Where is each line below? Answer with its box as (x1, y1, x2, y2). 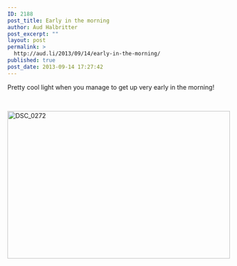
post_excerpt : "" (7, 30, 59, 38)
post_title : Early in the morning (7, 17, 110, 24)
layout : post (7, 37, 46, 44)
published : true (7, 57, 56, 64)
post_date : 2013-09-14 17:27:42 (7, 63, 103, 70)
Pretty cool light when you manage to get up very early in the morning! (7, 83, 215, 91)
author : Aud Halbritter (7, 23, 78, 31)
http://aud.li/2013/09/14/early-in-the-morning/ (14, 50, 161, 58)
